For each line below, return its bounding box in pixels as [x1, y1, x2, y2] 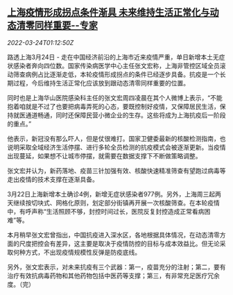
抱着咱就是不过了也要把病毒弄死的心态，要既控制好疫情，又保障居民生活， [7, 102, 220, 110]
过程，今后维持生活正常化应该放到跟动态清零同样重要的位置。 [12, 78, 189, 87]
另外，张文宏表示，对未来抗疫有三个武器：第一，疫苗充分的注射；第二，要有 [7, 262, 226, 271]
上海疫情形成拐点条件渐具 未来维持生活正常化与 [7, 6, 210, 19]
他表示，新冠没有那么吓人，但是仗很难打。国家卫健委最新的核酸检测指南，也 [7, 134, 226, 142]
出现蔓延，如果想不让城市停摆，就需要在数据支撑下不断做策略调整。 [7, 151, 202, 160]
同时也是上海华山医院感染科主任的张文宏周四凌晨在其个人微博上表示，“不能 [7, 93, 223, 102]
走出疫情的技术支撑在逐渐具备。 [7, 175, 98, 183]
